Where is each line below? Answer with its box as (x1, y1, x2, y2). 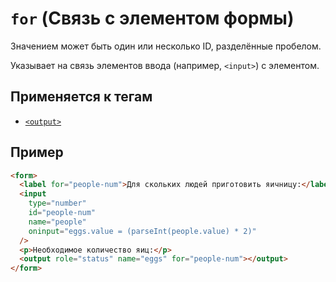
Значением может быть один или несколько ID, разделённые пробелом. (10, 40, 322, 52)
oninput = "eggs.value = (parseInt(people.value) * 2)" (28, 226, 257, 236)
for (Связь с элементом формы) (10, 7, 295, 30)
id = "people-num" (28, 208, 97, 218)
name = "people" (28, 217, 87, 227)
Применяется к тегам (10, 88, 153, 106)
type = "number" (28, 198, 87, 209)
